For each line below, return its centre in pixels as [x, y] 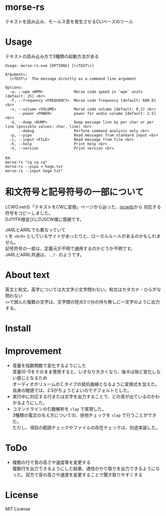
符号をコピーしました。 [29, 213]
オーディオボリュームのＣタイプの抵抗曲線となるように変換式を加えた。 [86, 384]
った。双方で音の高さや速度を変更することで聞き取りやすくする [77, 475]
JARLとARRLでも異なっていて [35, 229]
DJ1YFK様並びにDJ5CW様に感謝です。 [45, 219]
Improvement [33, 351]
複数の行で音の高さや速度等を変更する [51, 462]
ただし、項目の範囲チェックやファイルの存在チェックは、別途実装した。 [86, 427]
